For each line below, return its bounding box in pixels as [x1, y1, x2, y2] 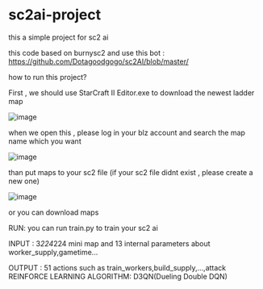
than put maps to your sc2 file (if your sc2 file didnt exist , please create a [8, 167, 253, 177]
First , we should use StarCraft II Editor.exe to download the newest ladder [8, 87, 255, 98]
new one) [8, 176, 40, 186]
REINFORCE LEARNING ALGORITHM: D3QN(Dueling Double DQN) [8, 271, 228, 281]
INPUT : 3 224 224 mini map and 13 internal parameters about [8, 238, 211, 248]
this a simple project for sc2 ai [8, 32, 109, 42]
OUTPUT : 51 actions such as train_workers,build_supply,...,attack [8, 262, 227, 272]
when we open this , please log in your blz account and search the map [8, 128, 246, 137]
